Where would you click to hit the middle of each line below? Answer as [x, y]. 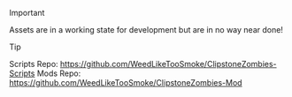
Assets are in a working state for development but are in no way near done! [146, 30]
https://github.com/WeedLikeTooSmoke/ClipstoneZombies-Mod [126, 82]
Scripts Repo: [34, 64]
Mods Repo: [59, 73]
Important [27, 13]
